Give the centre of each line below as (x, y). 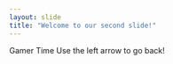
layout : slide (35, 17)
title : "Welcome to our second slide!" (83, 25)
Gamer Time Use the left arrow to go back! (87, 50)
